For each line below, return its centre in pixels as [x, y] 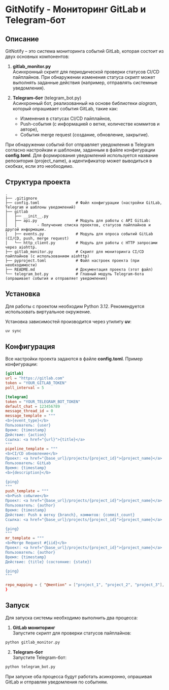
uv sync [13, 331]
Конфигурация [30, 347]
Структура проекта [38, 182]
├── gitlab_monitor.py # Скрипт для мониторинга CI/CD [75, 252]
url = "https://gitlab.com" [35, 378]
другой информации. [26, 229]
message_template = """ [30, 416]
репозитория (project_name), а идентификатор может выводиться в [79, 161]
